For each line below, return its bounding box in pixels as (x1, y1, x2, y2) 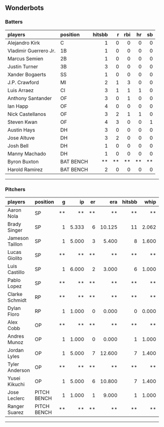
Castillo (7, 269, 25, 275)
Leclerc (7, 395, 25, 402)
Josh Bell (7, 142, 29, 149)
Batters (5, 19, 23, 25)
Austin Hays (7, 126, 35, 133)
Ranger (7, 403, 24, 409)
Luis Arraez (7, 87, 34, 94)
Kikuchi (7, 381, 25, 388)
